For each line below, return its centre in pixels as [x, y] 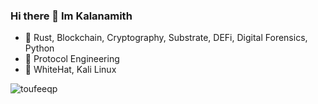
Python [39, 48]
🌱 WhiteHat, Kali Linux [70, 70]
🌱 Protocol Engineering [72, 59]
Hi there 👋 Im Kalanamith [71, 16]
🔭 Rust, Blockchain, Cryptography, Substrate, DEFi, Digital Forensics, [166, 38]
